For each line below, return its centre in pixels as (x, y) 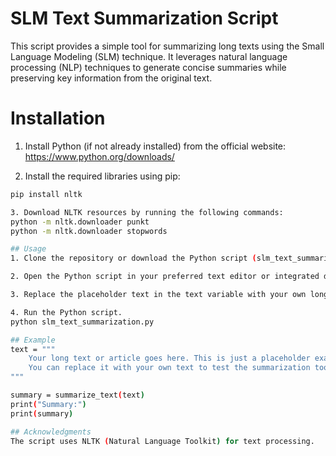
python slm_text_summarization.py (82, 322)
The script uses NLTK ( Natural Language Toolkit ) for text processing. (162, 441)
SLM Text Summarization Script (144, 18)
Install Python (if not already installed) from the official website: (155, 146)
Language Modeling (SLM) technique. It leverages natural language (149, 56)
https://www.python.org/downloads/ (99, 156)
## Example (33, 340)
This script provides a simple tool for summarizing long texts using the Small (167, 46)
